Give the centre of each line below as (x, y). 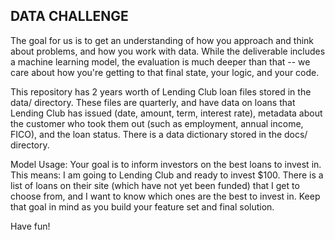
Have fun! (30, 226)
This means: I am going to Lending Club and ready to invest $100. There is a (167, 175)
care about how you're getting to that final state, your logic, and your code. (165, 72)
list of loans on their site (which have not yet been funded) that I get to (155, 185)
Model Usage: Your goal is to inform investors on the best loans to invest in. (166, 164)
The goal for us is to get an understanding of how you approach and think (162, 40)
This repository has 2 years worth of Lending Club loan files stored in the (161, 91)
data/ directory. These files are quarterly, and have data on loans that (153, 102)
